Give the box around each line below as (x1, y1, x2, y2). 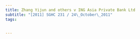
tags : (5, 17, 17, 22)
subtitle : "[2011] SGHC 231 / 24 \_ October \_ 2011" (5, 12, 113, 17)
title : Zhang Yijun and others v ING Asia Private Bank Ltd (5, 7, 136, 13)
